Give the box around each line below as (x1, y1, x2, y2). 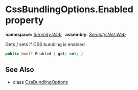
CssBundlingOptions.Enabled (5, 4, 134, 15)
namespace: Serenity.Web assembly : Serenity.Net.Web (5, 31, 126, 37)
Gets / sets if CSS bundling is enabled (5, 41, 85, 47)
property (5, 14, 44, 26)
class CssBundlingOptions (12, 79, 68, 85)
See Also (5, 65, 34, 74)
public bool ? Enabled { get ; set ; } (5, 51, 83, 56)
